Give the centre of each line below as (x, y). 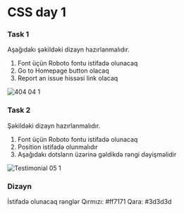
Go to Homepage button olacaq (63, 71)
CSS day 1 (37, 12)
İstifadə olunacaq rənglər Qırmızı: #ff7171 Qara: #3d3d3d (90, 202)
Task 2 (19, 110)
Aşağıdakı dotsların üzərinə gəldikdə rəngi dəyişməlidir (97, 154)
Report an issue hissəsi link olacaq (68, 78)
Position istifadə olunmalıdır (58, 147)
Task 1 (18, 35)
